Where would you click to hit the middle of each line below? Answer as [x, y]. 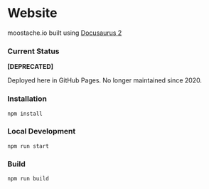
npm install [25, 114]
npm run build [28, 179]
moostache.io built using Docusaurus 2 [65, 33]
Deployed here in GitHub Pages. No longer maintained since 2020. [105, 80]
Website [32, 13]
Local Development [42, 131]
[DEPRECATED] [31, 67]
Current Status [33, 51]
